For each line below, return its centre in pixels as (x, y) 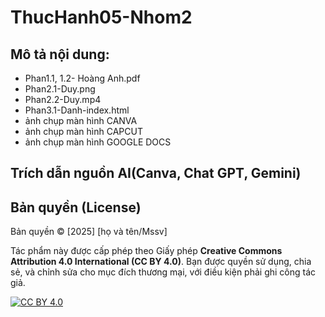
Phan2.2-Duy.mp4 (63, 99)
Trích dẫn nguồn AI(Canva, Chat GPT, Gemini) (156, 173)
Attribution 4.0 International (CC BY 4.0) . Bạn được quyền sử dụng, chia (161, 262)
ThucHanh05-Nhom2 (101, 17)
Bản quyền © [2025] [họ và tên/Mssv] (89, 232)
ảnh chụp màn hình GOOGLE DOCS (98, 142)
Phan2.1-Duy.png (60, 89)
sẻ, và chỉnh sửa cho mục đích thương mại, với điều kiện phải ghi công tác (163, 272)
